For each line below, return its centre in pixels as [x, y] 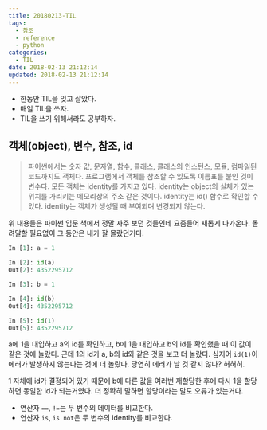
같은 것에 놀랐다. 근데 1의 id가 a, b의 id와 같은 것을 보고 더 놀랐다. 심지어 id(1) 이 [133, 354]
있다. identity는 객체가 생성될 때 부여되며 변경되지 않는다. [116, 206]
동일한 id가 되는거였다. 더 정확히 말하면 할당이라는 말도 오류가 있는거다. [133, 391]
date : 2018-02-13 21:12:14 [53, 68]
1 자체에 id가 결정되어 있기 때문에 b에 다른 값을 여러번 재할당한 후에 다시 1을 [126, 381]
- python [30, 45]
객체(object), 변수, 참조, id [71, 146]
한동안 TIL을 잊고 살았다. [58, 98]
